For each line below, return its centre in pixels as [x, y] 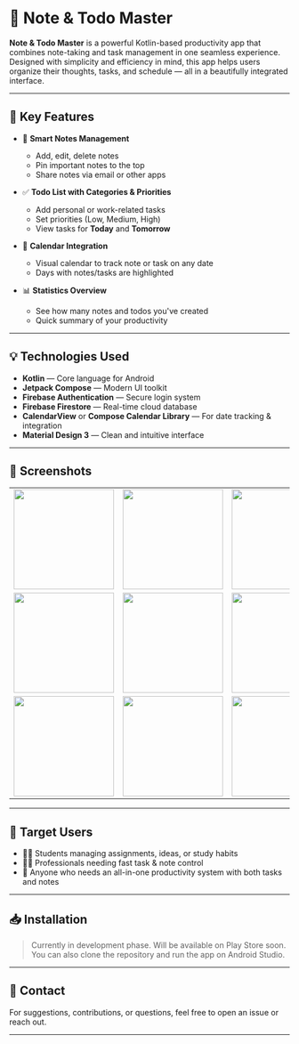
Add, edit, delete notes [77, 156]
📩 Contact [37, 991]
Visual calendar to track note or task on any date [124, 263]
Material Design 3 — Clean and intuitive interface [113, 434]
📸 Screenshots [51, 471]
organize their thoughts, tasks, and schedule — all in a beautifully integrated [149, 71]
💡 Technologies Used [69, 356]
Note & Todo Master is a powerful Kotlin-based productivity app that [135, 43]
